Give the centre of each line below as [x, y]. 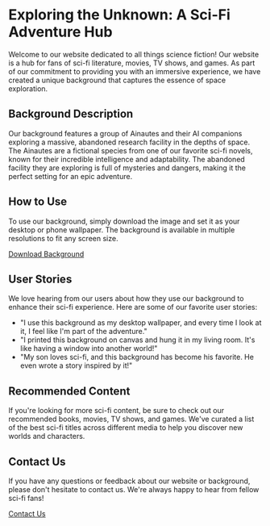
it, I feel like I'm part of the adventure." [83, 332]
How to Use [38, 202]
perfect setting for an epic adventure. [71, 176]
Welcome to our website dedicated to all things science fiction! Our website [134, 54]
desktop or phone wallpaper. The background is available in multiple [122, 230]
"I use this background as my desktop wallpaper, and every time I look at [141, 323]
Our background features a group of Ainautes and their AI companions [125, 133]
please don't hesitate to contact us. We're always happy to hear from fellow [134, 489]
